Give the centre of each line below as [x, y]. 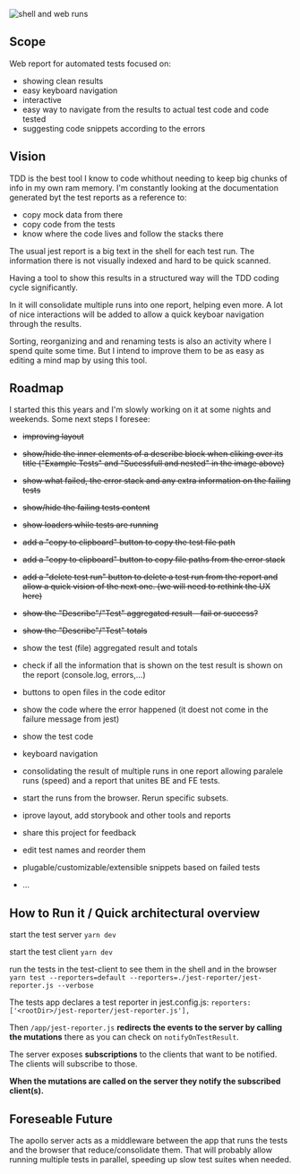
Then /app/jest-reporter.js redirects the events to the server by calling [146, 1028]
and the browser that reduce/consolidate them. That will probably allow [141, 1150]
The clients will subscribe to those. [73, 1064]
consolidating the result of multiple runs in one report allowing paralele [153, 771]
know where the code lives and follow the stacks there [123, 234]
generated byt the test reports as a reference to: [98, 197]
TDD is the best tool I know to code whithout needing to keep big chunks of [149, 178]
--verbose [75, 986]
